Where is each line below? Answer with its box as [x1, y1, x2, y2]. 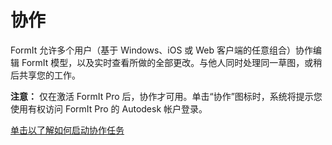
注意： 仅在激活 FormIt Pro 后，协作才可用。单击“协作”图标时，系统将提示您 [10, 90, 323, 102]
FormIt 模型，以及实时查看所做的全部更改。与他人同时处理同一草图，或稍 [21, 56, 323, 68]
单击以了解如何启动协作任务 [10, 124, 125, 136]
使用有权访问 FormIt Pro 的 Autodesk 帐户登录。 [10, 102, 208, 115]
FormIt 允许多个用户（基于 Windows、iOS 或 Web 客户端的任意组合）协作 [10, 44, 314, 56]
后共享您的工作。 [10, 69, 81, 81]
